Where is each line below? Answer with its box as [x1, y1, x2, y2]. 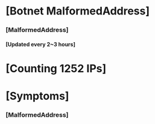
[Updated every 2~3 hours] [5, 40, 76, 48]
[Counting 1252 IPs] [5, 61, 107, 75]
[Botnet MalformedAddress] [5, 4, 150, 18]
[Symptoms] [5, 89, 69, 103]
